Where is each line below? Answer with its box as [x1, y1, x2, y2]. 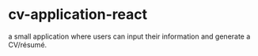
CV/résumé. [8, 39, 47, 49]
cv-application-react [8, 6, 148, 24]
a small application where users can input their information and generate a [8, 32, 251, 41]
